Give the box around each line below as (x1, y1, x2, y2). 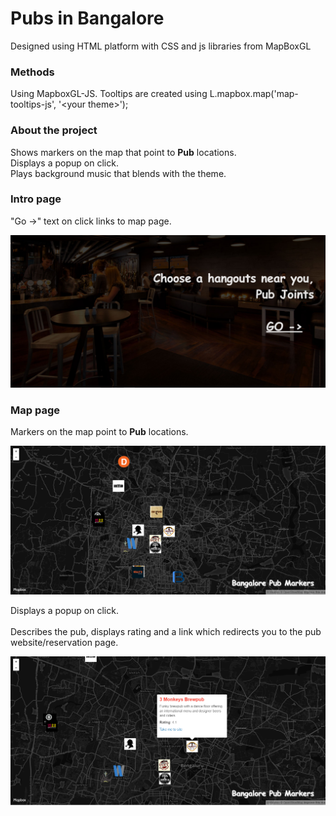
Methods (10, 65, 55, 79)
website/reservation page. (10, 636, 119, 648)
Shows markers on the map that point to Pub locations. (10, 146, 237, 158)
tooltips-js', (10, 98, 57, 111)
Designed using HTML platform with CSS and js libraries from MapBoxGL (10, 40, 312, 52)
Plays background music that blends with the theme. (10, 167, 227, 179)
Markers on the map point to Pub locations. (10, 426, 189, 438)
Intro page (10, 192, 62, 206)
